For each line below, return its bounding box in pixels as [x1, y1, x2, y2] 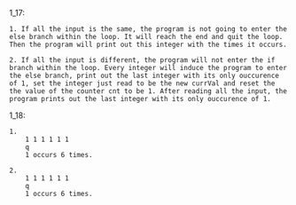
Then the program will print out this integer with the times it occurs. [9, 40, 288, 49]
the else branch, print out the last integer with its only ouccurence [9, 71, 279, 80]
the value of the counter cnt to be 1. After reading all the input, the [9, 87, 288, 96]
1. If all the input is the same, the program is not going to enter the [9, 25, 288, 34]
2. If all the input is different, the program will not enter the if [9, 56, 276, 65]
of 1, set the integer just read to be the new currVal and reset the [9, 79, 276, 88]
